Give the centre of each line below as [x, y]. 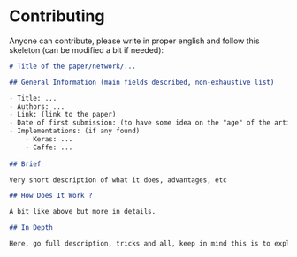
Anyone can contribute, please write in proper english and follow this [134, 41]
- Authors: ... [37, 106]
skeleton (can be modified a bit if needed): [87, 49]
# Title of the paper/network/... [73, 66]
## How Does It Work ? [51, 196]
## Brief [25, 164]
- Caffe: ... [49, 147]
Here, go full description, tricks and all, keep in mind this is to [140, 244]
